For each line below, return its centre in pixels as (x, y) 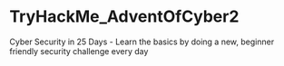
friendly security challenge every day (79, 51)
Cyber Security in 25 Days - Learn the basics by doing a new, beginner (142, 42)
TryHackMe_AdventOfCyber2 (124, 17)
